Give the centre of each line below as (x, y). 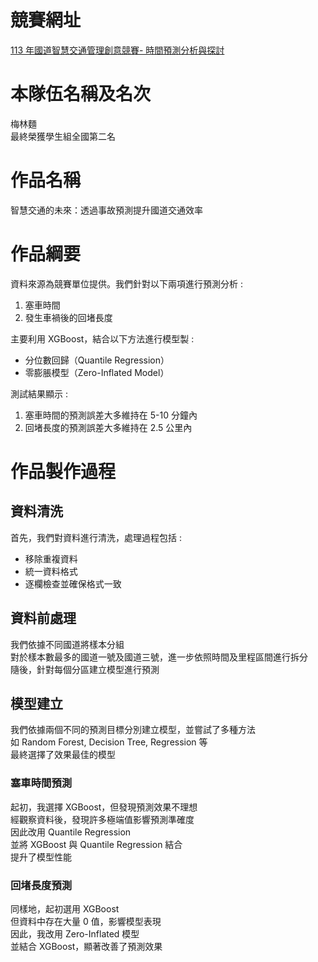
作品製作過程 (63, 471)
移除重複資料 (51, 558)
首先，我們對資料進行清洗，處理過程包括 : (96, 537)
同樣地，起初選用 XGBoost (65, 908)
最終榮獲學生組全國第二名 (63, 136)
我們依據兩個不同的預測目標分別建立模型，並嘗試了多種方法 (133, 730)
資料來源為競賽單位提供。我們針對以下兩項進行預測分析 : (126, 283)
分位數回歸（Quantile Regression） (97, 360)
